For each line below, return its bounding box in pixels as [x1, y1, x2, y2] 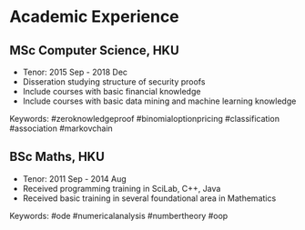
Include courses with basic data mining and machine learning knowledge [22, 95, 297, 106]
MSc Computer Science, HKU [9, 43, 179, 58]
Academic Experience [9, 6, 179, 27]
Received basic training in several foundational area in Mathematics [22, 193, 277, 204]
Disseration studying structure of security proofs [22, 76, 206, 87]
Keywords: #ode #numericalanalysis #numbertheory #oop [9, 210, 229, 221]
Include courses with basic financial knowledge [22, 86, 201, 96]
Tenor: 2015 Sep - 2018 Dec [22, 66, 128, 77]
